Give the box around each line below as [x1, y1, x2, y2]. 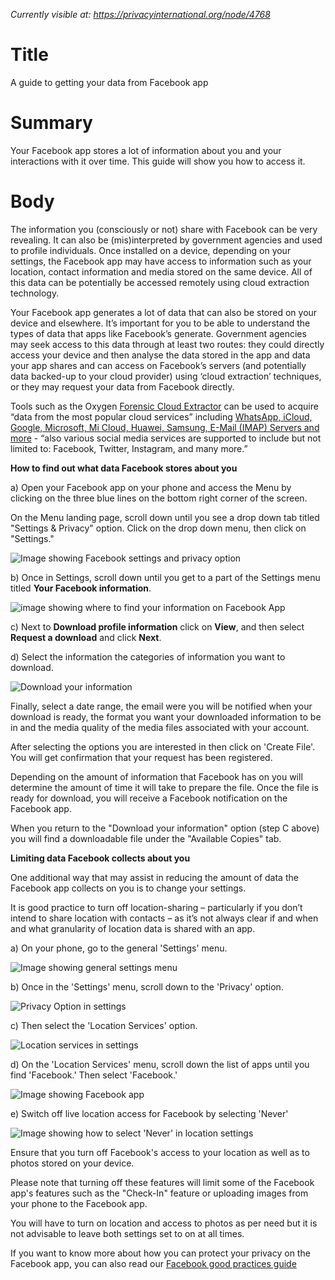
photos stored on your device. [10, 1157, 135, 1169]
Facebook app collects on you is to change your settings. [10, 882, 247, 894]
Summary [10, 112, 93, 134]
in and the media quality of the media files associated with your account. [10, 721, 310, 733]
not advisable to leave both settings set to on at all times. [10, 1227, 245, 1239]
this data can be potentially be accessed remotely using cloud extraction [10, 276, 310, 288]
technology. [10, 287, 60, 299]
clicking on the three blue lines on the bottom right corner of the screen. [10, 492, 308, 504]
